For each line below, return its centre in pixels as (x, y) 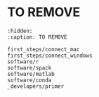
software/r (23, 62)
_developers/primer (36, 86)
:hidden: (20, 31)
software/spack (29, 67)
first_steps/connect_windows (50, 56)
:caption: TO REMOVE (38, 37)
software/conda (29, 80)
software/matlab (31, 74)
